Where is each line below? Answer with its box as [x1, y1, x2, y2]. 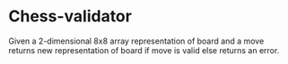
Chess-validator [8, 6, 132, 27]
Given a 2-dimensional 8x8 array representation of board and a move [8, 36, 265, 46]
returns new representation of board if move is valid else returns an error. [8, 44, 280, 55]
